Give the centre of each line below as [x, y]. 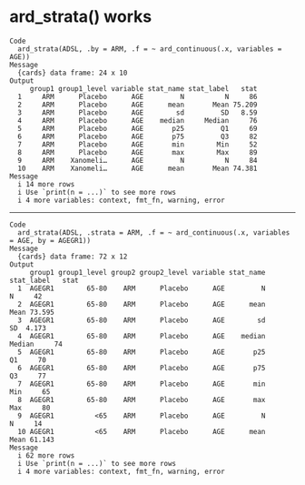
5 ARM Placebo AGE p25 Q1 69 [138, 128]
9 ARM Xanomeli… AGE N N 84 [138, 160]
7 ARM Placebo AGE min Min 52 [138, 144]
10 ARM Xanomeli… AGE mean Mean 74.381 [138, 168]
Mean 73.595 [32, 312]
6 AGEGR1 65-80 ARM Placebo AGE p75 [142, 368]
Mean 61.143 [32, 440]
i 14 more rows [46, 184]
